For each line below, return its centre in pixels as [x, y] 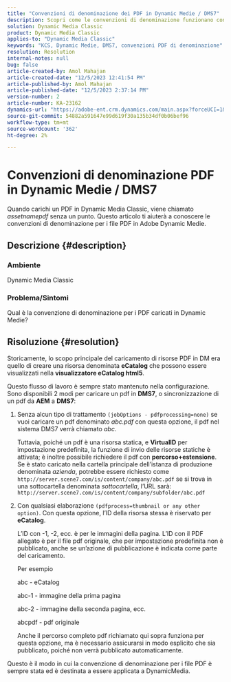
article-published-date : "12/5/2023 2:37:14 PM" [78, 90]
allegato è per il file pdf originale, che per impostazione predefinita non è [120, 541]
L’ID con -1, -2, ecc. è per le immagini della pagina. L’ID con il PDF [110, 533]
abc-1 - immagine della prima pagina [69, 595]
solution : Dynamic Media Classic [55, 26]
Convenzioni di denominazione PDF [111, 175]
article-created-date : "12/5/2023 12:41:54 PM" [77, 77]
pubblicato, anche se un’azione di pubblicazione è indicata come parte [117, 548]
